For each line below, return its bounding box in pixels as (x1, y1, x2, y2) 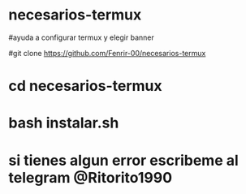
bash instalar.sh (8, 114, 119, 132)
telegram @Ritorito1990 (8, 168, 173, 187)
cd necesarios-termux (8, 77, 162, 95)
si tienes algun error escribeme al (8, 151, 240, 170)
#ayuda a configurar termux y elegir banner (8, 32, 154, 42)
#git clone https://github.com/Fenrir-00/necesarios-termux (8, 48, 206, 58)
